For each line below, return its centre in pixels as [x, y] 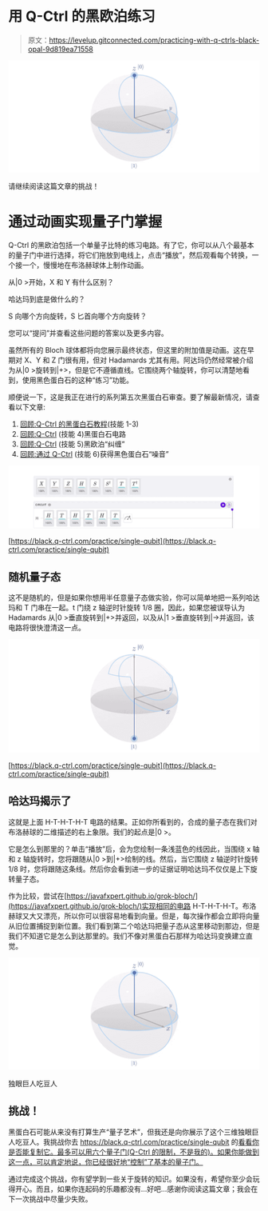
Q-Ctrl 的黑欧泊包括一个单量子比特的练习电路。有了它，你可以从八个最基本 [131, 246]
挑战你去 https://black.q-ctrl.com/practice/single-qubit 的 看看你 [155, 1141]
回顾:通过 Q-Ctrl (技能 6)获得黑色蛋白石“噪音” [94, 454]
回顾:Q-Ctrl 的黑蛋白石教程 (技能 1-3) [79, 424]
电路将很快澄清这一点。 [47, 628]
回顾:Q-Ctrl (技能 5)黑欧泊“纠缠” [72, 444]
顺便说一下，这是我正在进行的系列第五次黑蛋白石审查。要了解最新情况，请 [130, 398]
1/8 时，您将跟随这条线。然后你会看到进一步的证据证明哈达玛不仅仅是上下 [130, 869]
